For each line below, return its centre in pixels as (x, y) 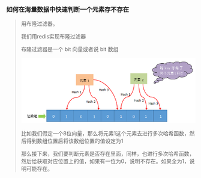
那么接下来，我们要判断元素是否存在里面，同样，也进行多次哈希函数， (108, 154)
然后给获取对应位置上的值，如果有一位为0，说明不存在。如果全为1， (105, 161)
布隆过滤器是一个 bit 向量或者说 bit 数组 (70, 49)
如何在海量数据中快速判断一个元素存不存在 (68, 9)
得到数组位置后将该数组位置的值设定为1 (75, 141)
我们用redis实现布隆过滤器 (53, 37)
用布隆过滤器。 (39, 24)
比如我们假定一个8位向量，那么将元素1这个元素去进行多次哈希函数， (105, 133)
